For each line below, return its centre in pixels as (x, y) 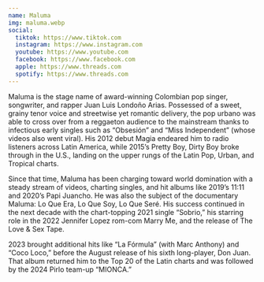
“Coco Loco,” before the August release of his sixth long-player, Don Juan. (130, 252)
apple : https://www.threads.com (69, 67)
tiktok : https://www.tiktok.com (69, 37)
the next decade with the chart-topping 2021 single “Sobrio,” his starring (126, 212)
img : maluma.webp (37, 23)
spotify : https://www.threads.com (72, 74)
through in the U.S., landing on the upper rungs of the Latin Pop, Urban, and (131, 155)
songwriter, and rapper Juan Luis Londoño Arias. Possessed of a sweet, (125, 105)
